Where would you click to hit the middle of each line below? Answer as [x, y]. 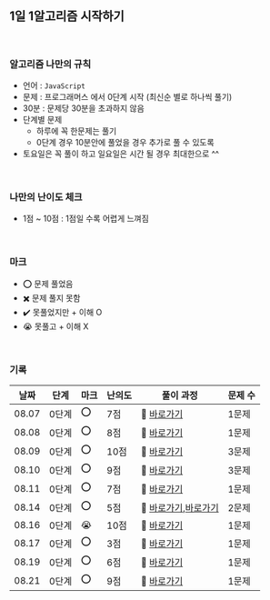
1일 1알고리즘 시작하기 [67, 16]
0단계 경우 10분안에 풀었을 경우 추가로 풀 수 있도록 [125, 143]
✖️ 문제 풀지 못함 [51, 297]
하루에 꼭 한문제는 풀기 [76, 131]
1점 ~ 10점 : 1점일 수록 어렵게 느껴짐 [86, 219]
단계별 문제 [42, 120]
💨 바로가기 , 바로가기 [180, 507]
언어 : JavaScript [54, 85]
